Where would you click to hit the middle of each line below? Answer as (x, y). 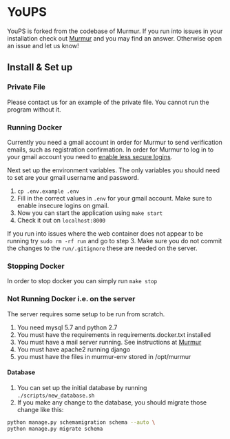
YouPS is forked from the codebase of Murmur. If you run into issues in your (115, 31)
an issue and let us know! (43, 45)
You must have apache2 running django (74, 349)
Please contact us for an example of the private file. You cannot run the (108, 102)
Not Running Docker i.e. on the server (71, 299)
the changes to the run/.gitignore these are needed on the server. (102, 248)
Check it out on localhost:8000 (61, 220)
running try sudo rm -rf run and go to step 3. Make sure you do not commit (115, 241)
